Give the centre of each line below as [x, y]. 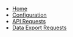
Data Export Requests [39, 27]
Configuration [29, 15]
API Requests [29, 21]
